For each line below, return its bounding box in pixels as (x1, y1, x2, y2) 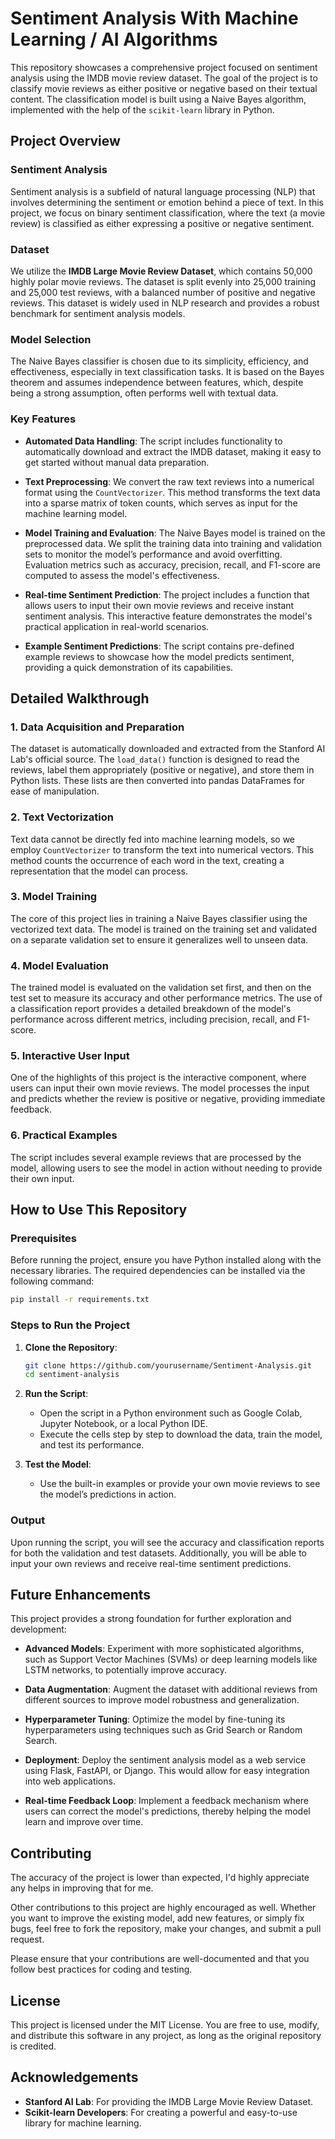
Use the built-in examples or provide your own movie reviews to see (39, 1478, 321, 1490)
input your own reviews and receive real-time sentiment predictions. (10, 1557, 292, 1569)
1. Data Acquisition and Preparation (10, 720, 185, 734)
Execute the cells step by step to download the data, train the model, (39, 1428, 323, 1441)
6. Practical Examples (10, 1128, 118, 1142)
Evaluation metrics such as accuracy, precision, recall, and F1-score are (24, 558, 321, 571)
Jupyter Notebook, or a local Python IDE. (39, 1418, 208, 1430)
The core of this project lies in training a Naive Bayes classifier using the (10, 912, 308, 924)
